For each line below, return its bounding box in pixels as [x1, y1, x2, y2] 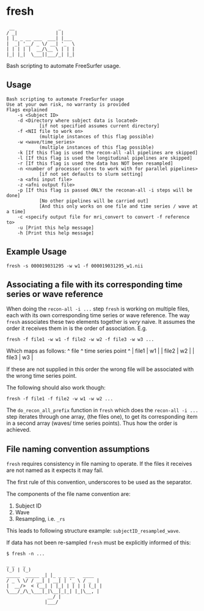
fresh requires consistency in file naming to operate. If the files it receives [6, 460, 192, 468]
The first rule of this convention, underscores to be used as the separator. [6, 479, 192, 486]
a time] [6, 208, 26, 215]
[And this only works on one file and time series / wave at [38, 203, 199, 209]
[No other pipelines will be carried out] [38, 198, 149, 204]
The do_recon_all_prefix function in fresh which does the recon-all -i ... [6, 407, 199, 414]
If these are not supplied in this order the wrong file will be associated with [6, 365, 194, 373]
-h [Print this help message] [17, 230, 95, 236]
